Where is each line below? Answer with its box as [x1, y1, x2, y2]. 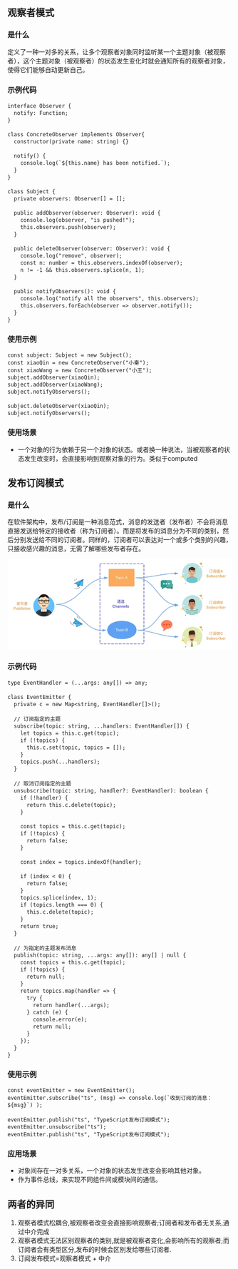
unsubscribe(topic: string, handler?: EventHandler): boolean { [14, 787, 209, 794]
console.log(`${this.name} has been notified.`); [20, 159, 171, 166]
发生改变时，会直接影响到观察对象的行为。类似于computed [24, 454, 198, 462]
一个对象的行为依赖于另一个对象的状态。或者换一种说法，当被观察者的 [17, 445, 224, 454]
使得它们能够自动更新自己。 [7, 65, 89, 73]
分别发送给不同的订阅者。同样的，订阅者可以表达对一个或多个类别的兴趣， [13, 536, 232, 544]
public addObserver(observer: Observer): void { [14, 209, 161, 216]
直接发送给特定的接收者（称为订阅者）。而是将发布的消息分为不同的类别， [7, 526, 223, 535]
